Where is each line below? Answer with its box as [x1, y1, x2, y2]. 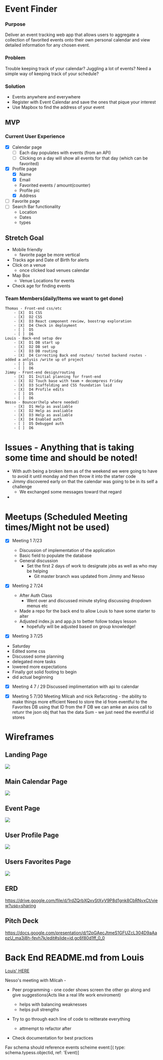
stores [12, 714, 25, 720]
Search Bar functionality [12, 204, 61, 210]
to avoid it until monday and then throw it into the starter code [12, 473, 136, 479]
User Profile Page [5, 831, 59, 839]
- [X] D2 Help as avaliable [14, 409, 73, 413]
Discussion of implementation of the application [19, 548, 115, 553]
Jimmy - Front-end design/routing [5, 370, 75, 375]
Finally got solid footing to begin [12, 669, 77, 675]
